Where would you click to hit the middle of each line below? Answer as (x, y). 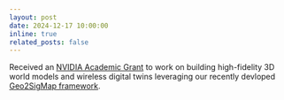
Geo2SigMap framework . (55, 86)
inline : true (33, 34)
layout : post (33, 17)
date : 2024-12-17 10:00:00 (59, 26)
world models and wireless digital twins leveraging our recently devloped (142, 77)
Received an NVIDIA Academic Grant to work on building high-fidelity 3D (142, 67)
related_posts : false (49, 42)
